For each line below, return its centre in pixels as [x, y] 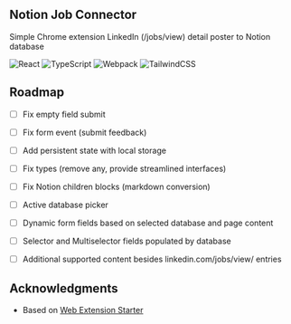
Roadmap [37, 93]
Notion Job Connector [73, 15]
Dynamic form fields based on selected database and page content [148, 223]
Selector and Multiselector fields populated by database [127, 241]
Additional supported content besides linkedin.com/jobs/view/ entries [152, 259]
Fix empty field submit [64, 114]
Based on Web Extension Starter [83, 310]
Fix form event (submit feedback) [84, 132]
